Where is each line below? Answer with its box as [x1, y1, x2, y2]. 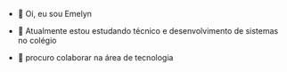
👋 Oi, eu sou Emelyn [17, 9, 92, 19]
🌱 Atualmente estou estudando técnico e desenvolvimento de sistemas [17, 26, 279, 36]
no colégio [17, 36, 57, 45]
